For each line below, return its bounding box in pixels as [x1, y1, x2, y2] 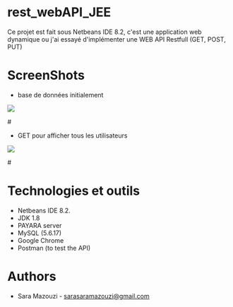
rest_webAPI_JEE [7, 4, 112, 20]
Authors [7, 269, 56, 284]
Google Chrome [17, 236, 64, 244]
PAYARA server [17, 221, 62, 229]
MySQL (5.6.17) [17, 229, 62, 237]
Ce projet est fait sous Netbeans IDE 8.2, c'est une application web [7, 28, 203, 36]
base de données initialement [17, 90, 104, 99]
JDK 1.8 [17, 213, 40, 222]
